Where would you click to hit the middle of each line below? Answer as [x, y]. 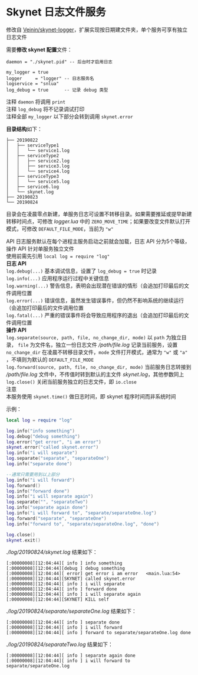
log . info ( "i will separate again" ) [50, 496]
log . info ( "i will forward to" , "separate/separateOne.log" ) [82, 513]
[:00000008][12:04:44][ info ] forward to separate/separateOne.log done [99, 633]
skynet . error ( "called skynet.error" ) [52, 447]
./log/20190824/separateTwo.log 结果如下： [60, 644]
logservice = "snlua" [33, 83]
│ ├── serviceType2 [33, 155]
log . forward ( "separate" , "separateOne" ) [57, 518]
